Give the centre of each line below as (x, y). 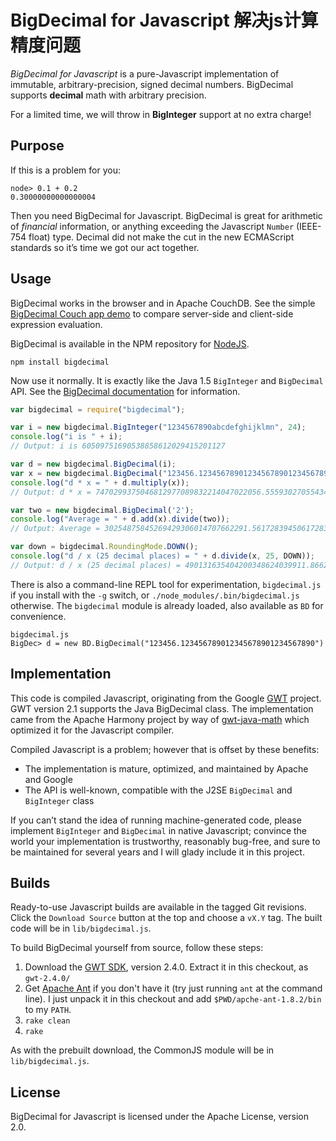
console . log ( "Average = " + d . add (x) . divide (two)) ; (120, 519)
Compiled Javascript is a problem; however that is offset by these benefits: (165, 749)
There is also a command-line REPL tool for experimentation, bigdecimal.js (166, 584)
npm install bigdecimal (60, 362)
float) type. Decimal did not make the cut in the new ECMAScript (161, 237)
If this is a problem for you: (65, 170)
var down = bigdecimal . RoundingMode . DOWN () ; (104, 547)
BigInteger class (59, 800)
